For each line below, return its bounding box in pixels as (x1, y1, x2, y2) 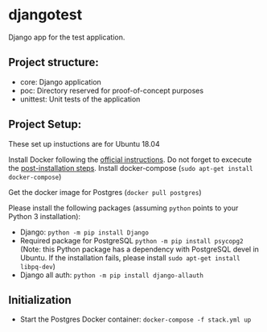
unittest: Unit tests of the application (19, 94, 141, 104)
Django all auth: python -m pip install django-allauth (19, 270, 203, 280)
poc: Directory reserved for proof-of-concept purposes (19, 85, 203, 95)
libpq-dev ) (19, 261, 56, 271)
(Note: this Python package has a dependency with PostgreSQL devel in (19, 244, 260, 254)
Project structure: (8, 56, 99, 69)
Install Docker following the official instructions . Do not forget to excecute (8, 155, 253, 164)
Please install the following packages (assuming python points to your (8, 203, 239, 213)
